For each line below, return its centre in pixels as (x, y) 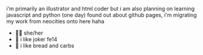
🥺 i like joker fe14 (36, 39)
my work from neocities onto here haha (55, 21)
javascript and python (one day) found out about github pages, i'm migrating (101, 15)
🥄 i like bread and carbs (45, 45)
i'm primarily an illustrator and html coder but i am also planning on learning (101, 9)
